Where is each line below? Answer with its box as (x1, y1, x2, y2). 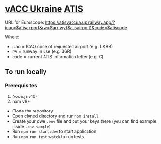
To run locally (5, 68, 47, 76)
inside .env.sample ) (12, 123, 51, 129)
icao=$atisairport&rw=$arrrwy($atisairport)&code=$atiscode (5, 24, 127, 30)
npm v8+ (12, 98, 30, 104)
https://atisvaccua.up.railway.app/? (45, 19, 115, 25)
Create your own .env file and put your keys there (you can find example (12, 118, 157, 124)
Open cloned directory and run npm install (12, 113, 99, 119)
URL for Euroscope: (5, 19, 44, 25)
